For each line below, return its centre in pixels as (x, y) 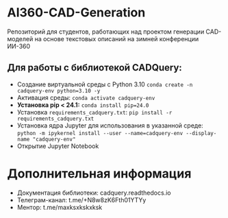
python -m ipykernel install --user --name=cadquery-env (100, 133)
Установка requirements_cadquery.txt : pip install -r (94, 112)
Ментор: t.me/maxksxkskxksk (60, 207)
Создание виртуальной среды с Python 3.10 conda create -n (105, 84)
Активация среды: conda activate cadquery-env (86, 97)
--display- (201, 133)
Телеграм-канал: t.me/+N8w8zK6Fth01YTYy (81, 199)
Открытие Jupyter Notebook (58, 146)
